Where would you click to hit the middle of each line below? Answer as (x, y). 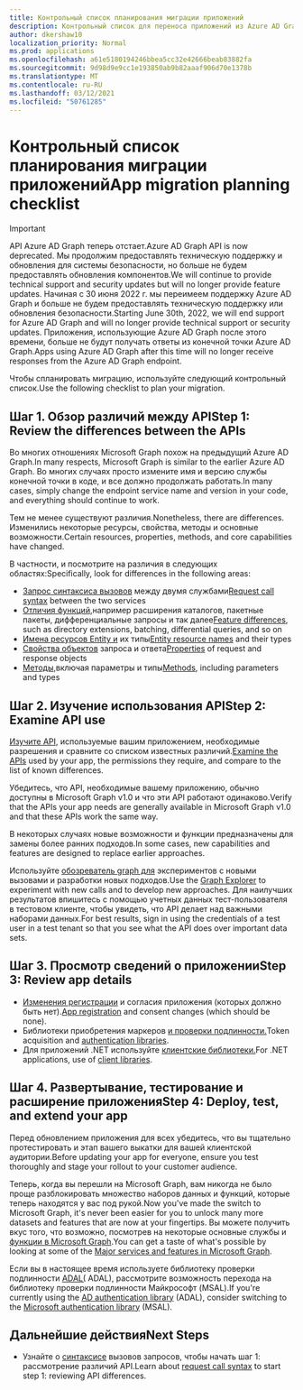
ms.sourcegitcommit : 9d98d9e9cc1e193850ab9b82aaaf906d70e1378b (131, 69)
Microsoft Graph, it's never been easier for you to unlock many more (137, 1212)
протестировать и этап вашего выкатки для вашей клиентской (131, 1147)
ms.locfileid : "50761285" (58, 101)
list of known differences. (56, 770)
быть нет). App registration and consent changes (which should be (146, 1011)
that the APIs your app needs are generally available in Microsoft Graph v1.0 (150, 806)
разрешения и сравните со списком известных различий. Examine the (144, 750)
